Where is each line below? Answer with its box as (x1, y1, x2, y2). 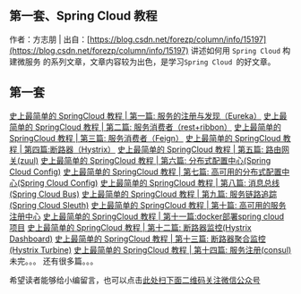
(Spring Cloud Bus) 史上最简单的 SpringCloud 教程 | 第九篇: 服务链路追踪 (9, 189, 278, 199)
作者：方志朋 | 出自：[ (9, 34, 90, 45)
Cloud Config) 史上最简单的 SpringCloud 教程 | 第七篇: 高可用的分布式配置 (9, 166, 282, 177)
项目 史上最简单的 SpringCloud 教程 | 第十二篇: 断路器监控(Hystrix (9, 222, 253, 232)
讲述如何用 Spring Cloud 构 (191, 45, 291, 55)
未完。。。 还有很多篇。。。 (9, 256, 99, 266)
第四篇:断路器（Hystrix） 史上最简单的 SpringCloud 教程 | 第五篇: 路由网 (23, 144, 289, 155)
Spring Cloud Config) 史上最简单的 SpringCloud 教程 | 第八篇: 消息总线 (20, 177, 280, 188)
